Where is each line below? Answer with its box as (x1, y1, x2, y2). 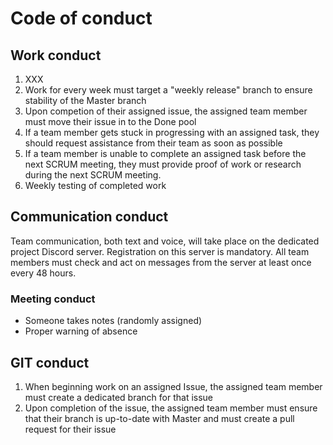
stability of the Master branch (24, 95, 147, 106)
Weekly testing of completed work (24, 180, 167, 191)
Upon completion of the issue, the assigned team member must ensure (24, 402, 318, 414)
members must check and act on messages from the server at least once (10, 256, 312, 268)
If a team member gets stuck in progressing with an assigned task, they (24, 127, 320, 138)
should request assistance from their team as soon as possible (24, 137, 283, 149)
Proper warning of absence (24, 325, 138, 337)
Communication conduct (10, 208, 169, 226)
